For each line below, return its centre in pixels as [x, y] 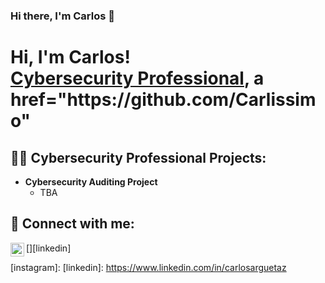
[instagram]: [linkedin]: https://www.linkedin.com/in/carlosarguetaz [148, 267]
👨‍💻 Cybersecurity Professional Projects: [138, 157]
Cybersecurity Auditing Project [91, 181]
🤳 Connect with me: [72, 224]
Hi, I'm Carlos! [70, 57]
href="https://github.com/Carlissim [163, 100]
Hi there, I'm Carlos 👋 [63, 16]
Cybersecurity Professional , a [137, 78]
